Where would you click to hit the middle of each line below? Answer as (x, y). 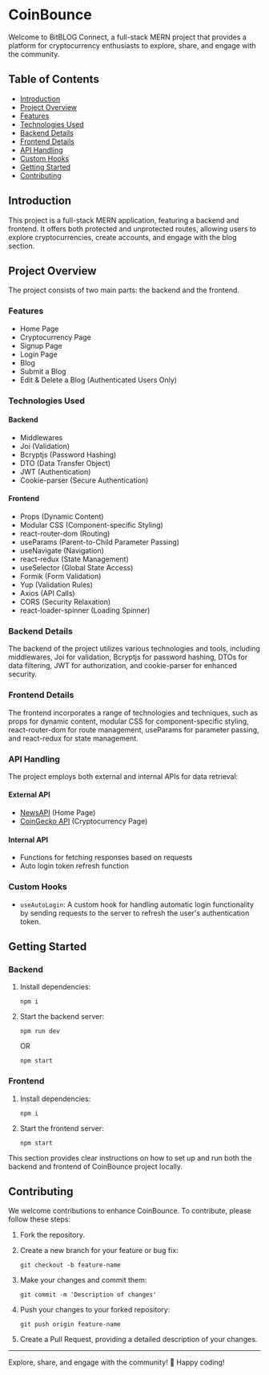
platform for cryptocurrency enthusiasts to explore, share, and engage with (132, 45)
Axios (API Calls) (47, 593)
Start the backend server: (62, 1017)
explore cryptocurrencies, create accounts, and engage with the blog (122, 237)
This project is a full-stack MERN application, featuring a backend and (124, 220)
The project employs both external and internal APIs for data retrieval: (123, 776)
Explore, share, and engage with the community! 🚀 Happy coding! (116, 1362)
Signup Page (41, 345)
